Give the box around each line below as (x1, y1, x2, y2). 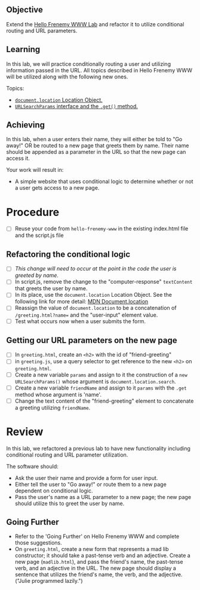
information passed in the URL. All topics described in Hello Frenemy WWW (6, 66, 193, 74)
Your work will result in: (6, 166, 64, 174)
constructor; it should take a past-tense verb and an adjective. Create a (14, 552, 191, 559)
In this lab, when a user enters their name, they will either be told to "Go (6, 136, 183, 143)
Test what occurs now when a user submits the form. (14, 317, 146, 325)
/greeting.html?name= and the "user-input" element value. (14, 311, 158, 318)
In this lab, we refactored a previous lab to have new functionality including (6, 445, 191, 452)
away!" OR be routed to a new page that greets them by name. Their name (6, 142, 189, 149)
